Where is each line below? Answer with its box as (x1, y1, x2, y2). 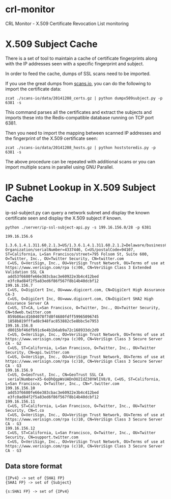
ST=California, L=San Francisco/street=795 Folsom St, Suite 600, (5, 252, 149, 257)
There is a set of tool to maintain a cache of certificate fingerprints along (5, 55, 158, 61)
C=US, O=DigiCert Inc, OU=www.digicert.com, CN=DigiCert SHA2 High (7, 296, 154, 302)
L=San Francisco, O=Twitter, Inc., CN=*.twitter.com (5, 381, 120, 386)
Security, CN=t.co (5, 408, 44, 413)
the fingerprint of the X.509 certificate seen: (5, 135, 98, 141)
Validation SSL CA (5, 269, 44, 275)
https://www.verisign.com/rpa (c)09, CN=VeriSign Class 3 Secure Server (5, 336, 163, 341)
